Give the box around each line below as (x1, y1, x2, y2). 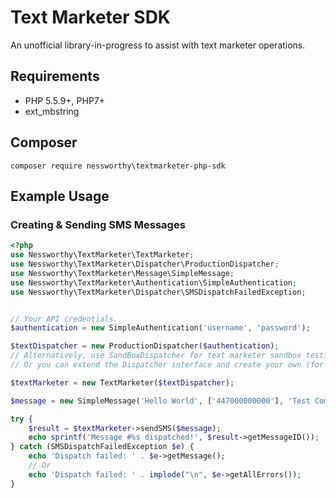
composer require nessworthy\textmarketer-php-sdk (10, 161, 226, 171)
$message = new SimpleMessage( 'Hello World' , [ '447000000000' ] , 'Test (10, 396, 311, 406)
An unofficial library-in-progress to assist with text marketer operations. (10, 39, 306, 51)
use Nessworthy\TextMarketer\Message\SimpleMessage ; (10, 268, 235, 278)
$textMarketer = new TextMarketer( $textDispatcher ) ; (10, 377, 235, 388)
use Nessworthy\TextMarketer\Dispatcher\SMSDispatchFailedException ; (10, 287, 307, 297)
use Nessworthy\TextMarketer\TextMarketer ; (10, 250, 195, 260)
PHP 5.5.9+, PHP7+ (24, 94, 106, 106)
